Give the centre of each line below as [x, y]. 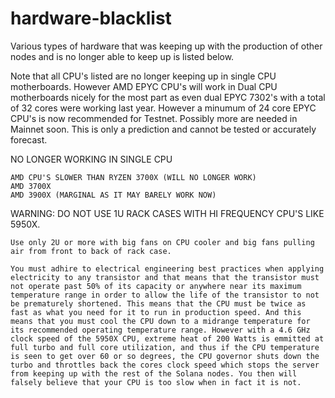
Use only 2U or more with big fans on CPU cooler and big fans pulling [162, 242]
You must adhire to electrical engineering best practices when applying [167, 268]
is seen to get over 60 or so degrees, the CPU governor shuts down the [165, 356]
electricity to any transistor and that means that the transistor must [165, 277]
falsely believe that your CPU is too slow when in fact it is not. [156, 382]
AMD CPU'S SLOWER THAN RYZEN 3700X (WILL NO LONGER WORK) [133, 177]
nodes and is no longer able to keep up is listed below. [122, 56]
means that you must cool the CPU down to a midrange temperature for [160, 321]
